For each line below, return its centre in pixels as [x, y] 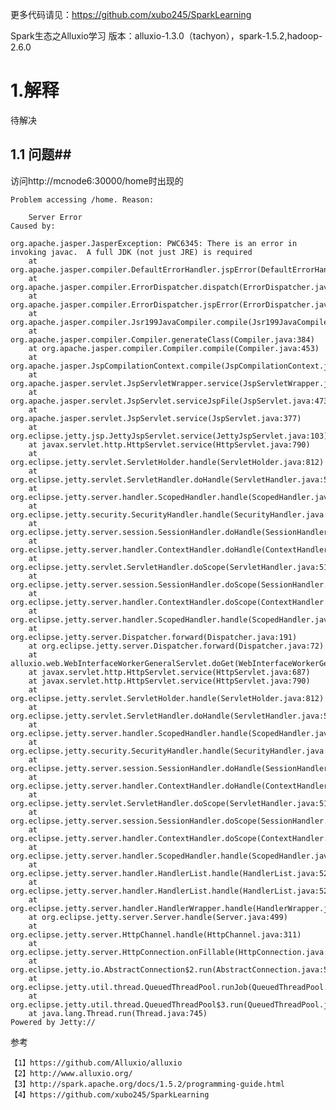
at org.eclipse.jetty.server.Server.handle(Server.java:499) [158, 917]
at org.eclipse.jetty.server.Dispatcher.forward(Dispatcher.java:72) [176, 646]
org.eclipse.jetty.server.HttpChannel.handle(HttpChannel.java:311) [156, 934]
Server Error [55, 217]
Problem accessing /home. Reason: [82, 199]
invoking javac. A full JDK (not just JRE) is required [131, 252]
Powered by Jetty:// [53, 1022]
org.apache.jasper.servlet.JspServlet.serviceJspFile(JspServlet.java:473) [171, 401]
